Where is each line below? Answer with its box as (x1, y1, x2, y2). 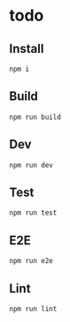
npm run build (9, 113, 62, 122)
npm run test (9, 208, 58, 217)
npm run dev (9, 160, 53, 170)
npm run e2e (9, 257, 53, 266)
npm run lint (9, 305, 58, 314)
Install (9, 41, 44, 56)
